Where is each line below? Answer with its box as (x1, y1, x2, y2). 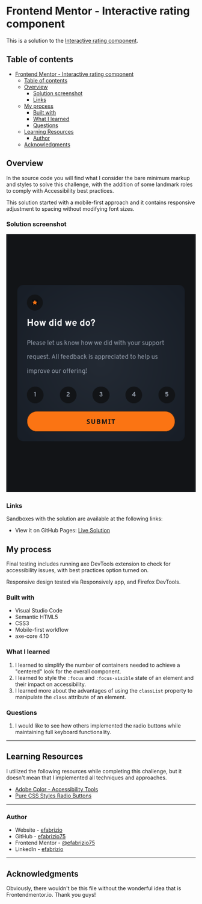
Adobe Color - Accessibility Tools (14, 785, 98, 793)
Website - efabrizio (14, 826, 63, 834)
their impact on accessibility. (14, 681, 86, 688)
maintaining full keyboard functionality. (14, 729, 111, 736)
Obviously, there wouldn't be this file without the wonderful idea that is (6, 884, 182, 892)
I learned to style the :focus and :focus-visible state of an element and (14, 674, 194, 681)
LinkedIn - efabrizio (14, 846, 64, 853)
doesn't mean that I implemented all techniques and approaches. (6, 774, 167, 781)
